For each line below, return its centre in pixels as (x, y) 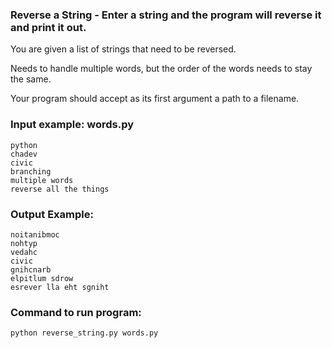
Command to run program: (76, 312)
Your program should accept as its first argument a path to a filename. (155, 99)
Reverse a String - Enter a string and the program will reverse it (166, 15)
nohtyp (24, 243)
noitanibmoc (35, 234)
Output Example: (52, 214)
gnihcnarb (31, 269)
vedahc (24, 252)
